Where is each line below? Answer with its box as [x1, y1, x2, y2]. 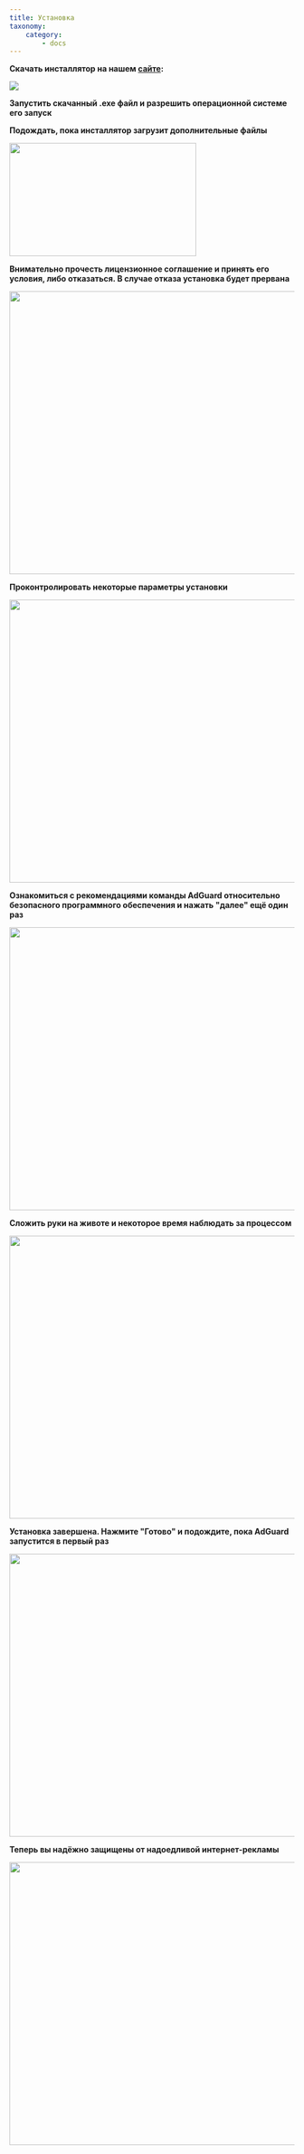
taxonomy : [9, 22, 47, 31]
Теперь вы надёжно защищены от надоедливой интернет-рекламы [9, 1844, 280, 1855]
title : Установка [9, 13, 75, 23]
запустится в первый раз [9, 1536, 109, 1546]
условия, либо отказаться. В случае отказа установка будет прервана [9, 273, 290, 284]
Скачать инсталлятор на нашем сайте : [9, 63, 165, 74]
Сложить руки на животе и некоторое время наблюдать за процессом [9, 1218, 292, 1229]
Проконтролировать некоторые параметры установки [9, 581, 228, 593]
